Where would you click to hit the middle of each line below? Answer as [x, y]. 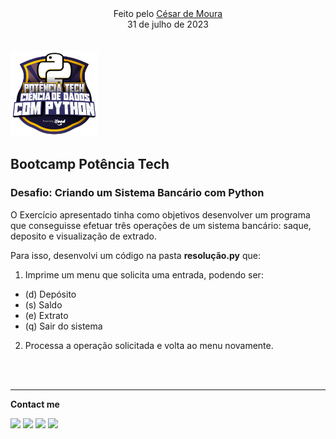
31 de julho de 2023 [168, 24]
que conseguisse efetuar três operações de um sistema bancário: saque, [161, 225]
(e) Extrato [46, 315]
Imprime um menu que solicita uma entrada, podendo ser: [144, 274]
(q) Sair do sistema [63, 326]
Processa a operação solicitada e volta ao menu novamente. [149, 345]
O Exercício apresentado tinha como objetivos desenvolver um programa [160, 214]
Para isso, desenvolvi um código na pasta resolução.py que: [136, 255]
